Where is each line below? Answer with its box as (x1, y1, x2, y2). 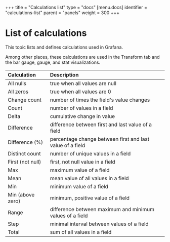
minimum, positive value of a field (50, 194, 130, 201)
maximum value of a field (50, 167, 110, 174)
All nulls (8, 79, 27, 87)
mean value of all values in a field (50, 175, 129, 182)
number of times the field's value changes (50, 96, 150, 103)
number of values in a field (50, 104, 113, 111)
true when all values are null (50, 79, 116, 87)
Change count (8, 96, 41, 103)
